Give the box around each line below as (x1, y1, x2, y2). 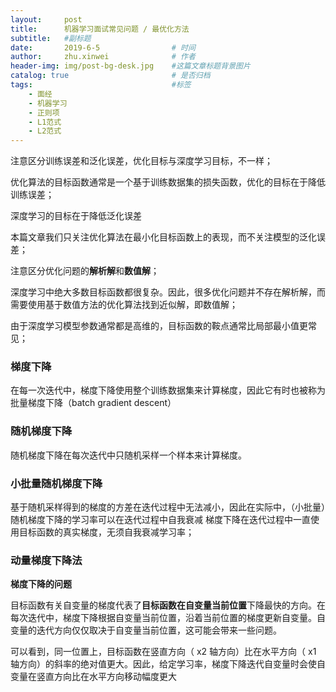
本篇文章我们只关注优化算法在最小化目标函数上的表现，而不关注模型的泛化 (10, 231, 317, 243)
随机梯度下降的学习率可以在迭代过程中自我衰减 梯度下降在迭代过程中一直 (10, 514, 311, 526)
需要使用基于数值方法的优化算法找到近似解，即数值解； (10, 299, 238, 311)
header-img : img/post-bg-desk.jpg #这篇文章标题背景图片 (10, 61, 251, 71)
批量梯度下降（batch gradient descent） (10, 397, 177, 409)
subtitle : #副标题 (10, 33, 92, 43)
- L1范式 (28, 117, 62, 127)
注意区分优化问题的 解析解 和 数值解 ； (10, 265, 160, 277)
